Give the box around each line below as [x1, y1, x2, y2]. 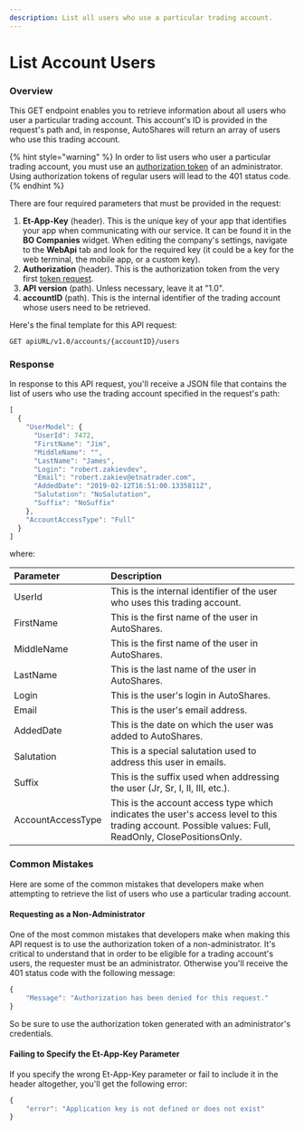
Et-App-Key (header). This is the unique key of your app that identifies [22, 215, 287, 226]
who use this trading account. [9, 134, 120, 145]
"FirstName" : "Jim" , [33, 439, 111, 448]
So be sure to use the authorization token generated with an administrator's [9, 1018, 291, 1029]
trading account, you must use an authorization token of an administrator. [9, 161, 283, 172]
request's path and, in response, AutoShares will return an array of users [9, 124, 280, 136]
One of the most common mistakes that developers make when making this [9, 929, 290, 940]
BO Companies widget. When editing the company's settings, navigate [22, 235, 288, 245]
